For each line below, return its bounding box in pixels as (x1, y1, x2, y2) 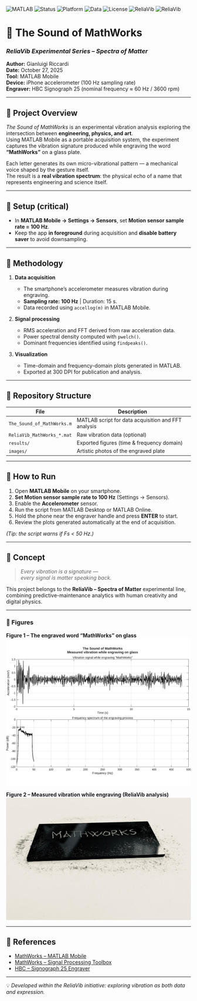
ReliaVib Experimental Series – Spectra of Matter (6, 47, 148, 55)
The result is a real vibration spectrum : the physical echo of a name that (6, 172, 182, 179)
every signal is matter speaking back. (20, 574, 112, 582)
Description (118, 408, 148, 415)
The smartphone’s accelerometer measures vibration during (23, 285, 168, 292)
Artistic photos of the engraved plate (76, 448, 165, 455)
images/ (8, 449, 28, 455)
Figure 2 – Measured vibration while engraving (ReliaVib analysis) (6, 791, 169, 798)
